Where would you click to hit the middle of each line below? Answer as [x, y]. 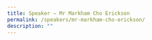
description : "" [30, 26]
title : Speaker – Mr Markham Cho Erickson [68, 13]
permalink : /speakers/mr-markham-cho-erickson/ [76, 20]
